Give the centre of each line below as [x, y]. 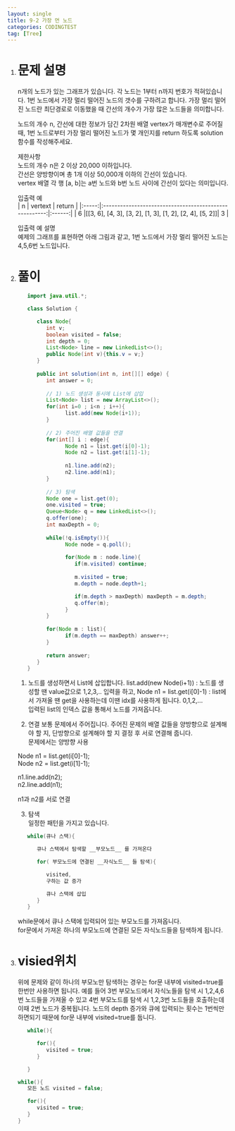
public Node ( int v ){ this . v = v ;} [95, 354]
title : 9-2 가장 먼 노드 [40, 20]
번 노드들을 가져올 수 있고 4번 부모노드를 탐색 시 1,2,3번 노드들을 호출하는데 [121, 1000]
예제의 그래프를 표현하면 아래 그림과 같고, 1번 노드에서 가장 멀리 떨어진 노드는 [123, 237]
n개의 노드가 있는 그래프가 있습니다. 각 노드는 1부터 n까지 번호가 [105, 92]
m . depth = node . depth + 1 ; [111, 583]
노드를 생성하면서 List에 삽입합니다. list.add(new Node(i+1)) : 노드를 [122, 683]
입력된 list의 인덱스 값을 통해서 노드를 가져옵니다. [95, 709]
